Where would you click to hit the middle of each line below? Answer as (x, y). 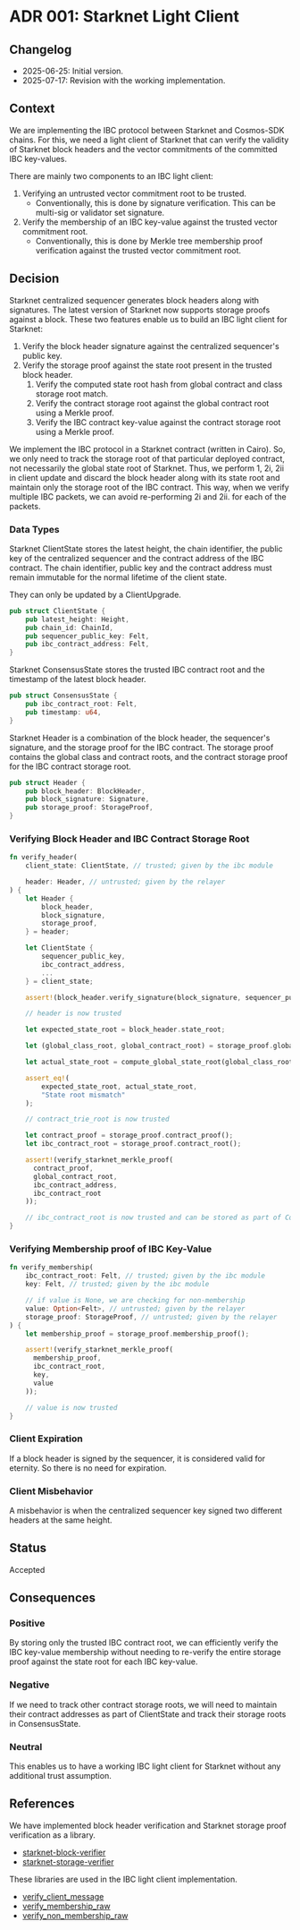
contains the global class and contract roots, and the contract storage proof (149, 756)
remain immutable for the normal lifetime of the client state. (118, 577)
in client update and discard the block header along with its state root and (145, 477)
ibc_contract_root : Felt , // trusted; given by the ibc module (146, 1276)
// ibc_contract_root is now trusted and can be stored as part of (153, 1218)
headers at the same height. (61, 1520)
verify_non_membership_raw (75, 1915)
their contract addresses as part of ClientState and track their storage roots (148, 1714)
